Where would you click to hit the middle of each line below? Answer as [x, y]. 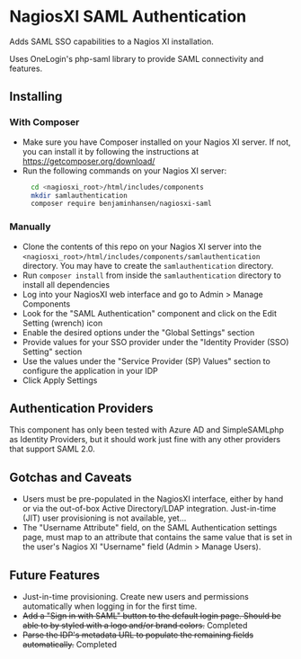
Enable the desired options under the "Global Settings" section [138, 332]
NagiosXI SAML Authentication [128, 17]
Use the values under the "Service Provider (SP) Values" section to [146, 361]
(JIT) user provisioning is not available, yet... [104, 518]
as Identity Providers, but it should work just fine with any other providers [145, 440]
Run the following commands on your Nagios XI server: [124, 170]
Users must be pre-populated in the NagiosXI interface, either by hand [153, 499]
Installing [36, 97]
